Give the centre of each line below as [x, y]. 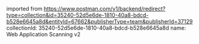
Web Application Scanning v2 [44, 34]
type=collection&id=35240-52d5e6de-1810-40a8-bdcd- [78, 15]
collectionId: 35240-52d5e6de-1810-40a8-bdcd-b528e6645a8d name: [96, 28]
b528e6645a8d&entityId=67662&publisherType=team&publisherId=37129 [100, 21]
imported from [24, 9]
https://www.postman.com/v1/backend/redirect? [105, 9]
